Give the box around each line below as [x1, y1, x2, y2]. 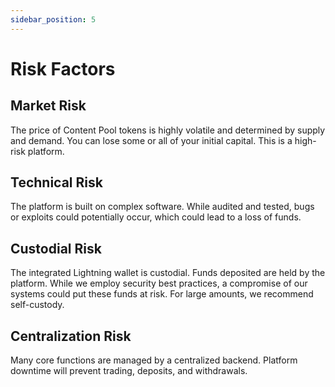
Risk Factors [10, 57, 116, 80]
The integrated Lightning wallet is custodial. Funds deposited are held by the [10, 267, 326, 279]
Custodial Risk [10, 240, 102, 257]
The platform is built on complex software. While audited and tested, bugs [10, 201, 315, 213]
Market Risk [10, 97, 87, 115]
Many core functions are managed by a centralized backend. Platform [10, 354, 298, 366]
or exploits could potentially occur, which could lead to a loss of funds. [10, 211, 302, 223]
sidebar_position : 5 [10, 14, 97, 25]
